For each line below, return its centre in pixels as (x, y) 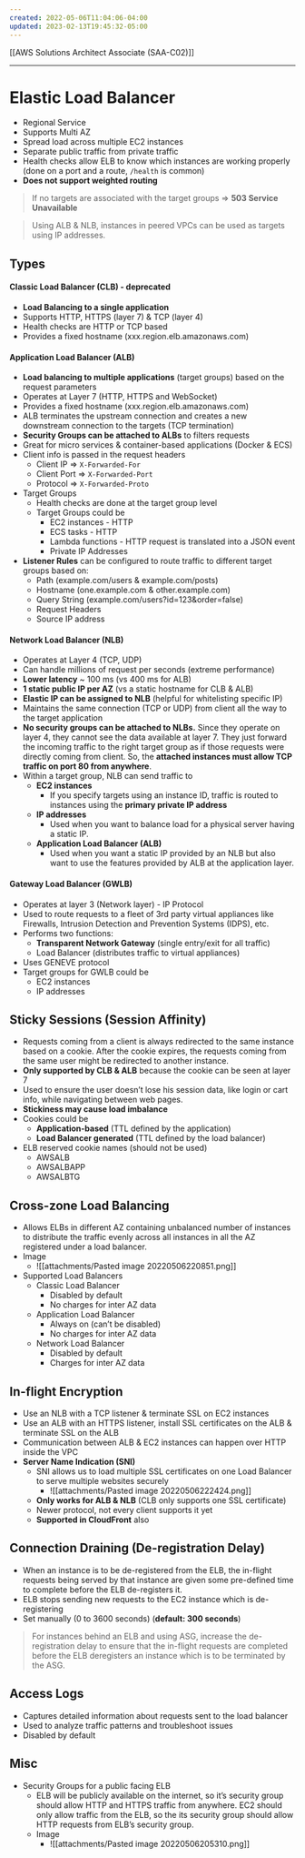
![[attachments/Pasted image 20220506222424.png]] (151, 1491)
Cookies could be (55, 1119)
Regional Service (54, 123)
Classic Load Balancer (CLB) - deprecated (90, 287)
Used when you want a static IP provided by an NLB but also (162, 853)
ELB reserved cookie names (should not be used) (115, 1148)
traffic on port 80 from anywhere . (87, 766)
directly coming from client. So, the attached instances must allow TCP (157, 757)
